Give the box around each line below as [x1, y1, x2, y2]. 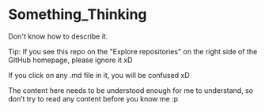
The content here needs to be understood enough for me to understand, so [8, 85, 254, 95]
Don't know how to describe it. [8, 31, 108, 41]
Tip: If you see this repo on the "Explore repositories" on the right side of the [8, 46, 258, 56]
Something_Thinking [8, 6, 148, 24]
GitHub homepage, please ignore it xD [8, 55, 133, 65]
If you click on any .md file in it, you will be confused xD [8, 70, 190, 80]
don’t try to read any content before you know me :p [8, 94, 179, 103]
